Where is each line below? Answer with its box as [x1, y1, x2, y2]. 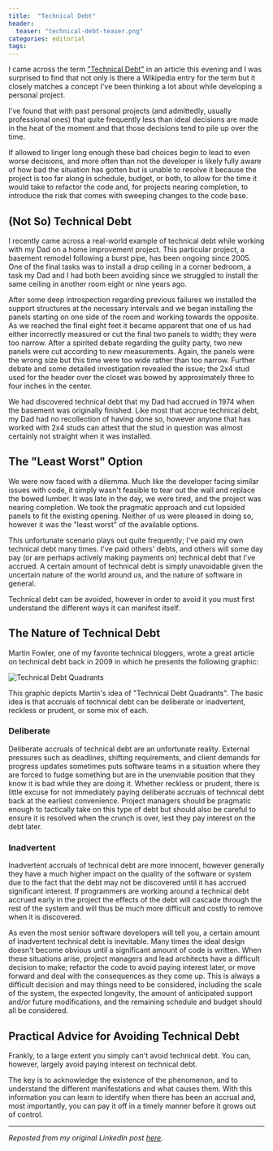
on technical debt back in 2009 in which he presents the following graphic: [8, 656, 259, 666]
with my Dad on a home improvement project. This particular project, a [8, 244, 245, 254]
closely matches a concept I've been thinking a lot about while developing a [8, 82, 262, 92]
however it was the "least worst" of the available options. [8, 519, 199, 529]
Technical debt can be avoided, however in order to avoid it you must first [8, 594, 255, 604]
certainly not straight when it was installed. [8, 431, 152, 441]
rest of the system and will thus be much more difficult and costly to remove [8, 903, 263, 914]
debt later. [8, 821, 43, 831]
